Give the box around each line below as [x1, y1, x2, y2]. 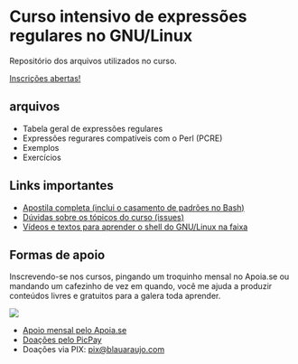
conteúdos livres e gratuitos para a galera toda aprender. [9, 291, 221, 302]
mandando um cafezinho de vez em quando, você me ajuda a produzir [9, 281, 273, 292]
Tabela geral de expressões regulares [22, 123, 163, 134]
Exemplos [22, 142, 60, 153]
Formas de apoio [9, 247, 106, 263]
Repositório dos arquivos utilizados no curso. [9, 55, 178, 66]
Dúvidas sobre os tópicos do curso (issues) [22, 211, 185, 222]
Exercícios [22, 152, 61, 163]
